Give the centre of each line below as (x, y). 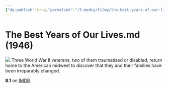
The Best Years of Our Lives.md (73, 34)
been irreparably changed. (33, 70)
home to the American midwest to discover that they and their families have (83, 65)
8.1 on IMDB (18, 80)
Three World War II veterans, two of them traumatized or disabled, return (87, 60)
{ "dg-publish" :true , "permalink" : (40, 10)
